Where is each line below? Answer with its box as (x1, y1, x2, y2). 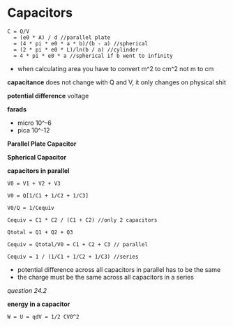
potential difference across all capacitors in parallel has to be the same (17, 265, 221, 273)
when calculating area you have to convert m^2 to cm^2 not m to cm (17, 64, 214, 73)
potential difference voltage (7, 91, 89, 100)
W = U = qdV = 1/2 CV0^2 (7, 313, 80, 320)
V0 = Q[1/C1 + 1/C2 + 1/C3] (7, 192, 89, 199)
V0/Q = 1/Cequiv (7, 204, 54, 211)
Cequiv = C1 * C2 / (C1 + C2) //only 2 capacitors (7, 216, 158, 224)
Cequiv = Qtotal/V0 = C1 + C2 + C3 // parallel (7, 241, 149, 248)
